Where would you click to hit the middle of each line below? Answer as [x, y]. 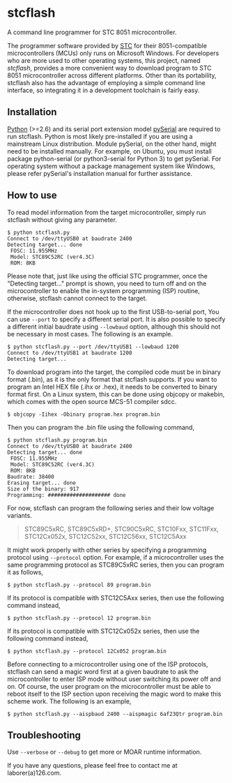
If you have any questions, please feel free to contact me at [92, 766]
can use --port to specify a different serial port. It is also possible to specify [116, 319]
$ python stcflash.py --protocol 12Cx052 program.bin [87, 651]
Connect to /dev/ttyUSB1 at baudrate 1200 [70, 353]
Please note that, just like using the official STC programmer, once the [107, 276]
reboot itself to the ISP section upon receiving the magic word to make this [114, 694]
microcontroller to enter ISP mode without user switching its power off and [114, 679]
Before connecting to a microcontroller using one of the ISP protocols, [108, 664]
